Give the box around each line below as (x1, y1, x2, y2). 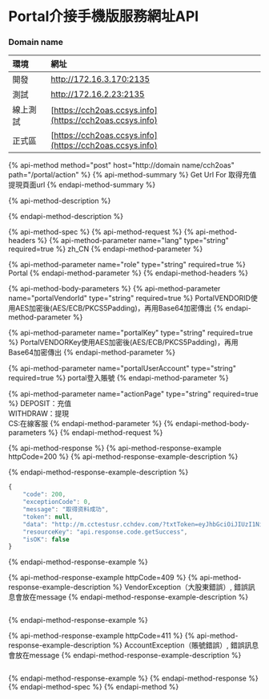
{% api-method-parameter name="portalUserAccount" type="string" (8, 364, 236, 373)
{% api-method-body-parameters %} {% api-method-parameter (8, 284, 221, 294)
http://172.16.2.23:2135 (50, 89, 145, 100)
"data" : (22, 520, 48, 528)
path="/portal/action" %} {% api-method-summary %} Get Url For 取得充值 (8, 170, 257, 180)
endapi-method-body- (175, 419, 250, 429)
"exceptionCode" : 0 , (22, 498, 91, 506)
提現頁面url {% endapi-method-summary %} (8, 180, 156, 189)
